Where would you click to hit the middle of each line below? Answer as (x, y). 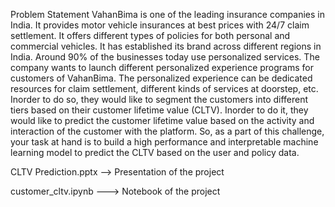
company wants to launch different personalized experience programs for (162, 67)
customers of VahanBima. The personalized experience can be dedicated (161, 78)
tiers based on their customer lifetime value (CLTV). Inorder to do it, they (159, 110)
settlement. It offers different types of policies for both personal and (150, 35)
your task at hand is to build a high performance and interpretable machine (164, 142)
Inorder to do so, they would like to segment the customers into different (159, 99)
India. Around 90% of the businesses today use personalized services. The (165, 57)
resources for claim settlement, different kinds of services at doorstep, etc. (164, 88)
